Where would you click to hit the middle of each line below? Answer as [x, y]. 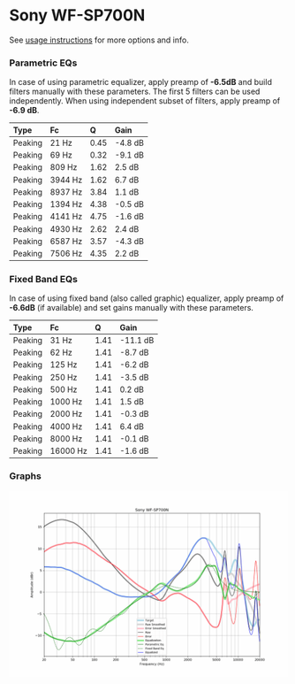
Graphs [25, 476]
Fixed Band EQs [43, 279]
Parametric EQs [43, 63]
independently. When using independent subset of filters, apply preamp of [145, 101]
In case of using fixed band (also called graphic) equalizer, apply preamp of [147, 298]
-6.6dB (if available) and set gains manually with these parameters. [132, 308]
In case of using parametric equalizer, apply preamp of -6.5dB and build [140, 82]
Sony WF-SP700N [77, 15]
